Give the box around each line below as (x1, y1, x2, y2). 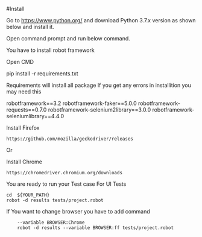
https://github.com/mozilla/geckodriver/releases (6, 136, 134, 142)
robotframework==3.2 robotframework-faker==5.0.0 (6, 100, 137, 107)
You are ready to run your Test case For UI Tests (6, 180, 127, 188)
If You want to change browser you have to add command (6, 208, 151, 215)
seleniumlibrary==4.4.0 (6, 113, 65, 119)
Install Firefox (6, 124, 40, 131)
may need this (6, 88, 42, 95)
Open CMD (6, 58, 34, 65)
